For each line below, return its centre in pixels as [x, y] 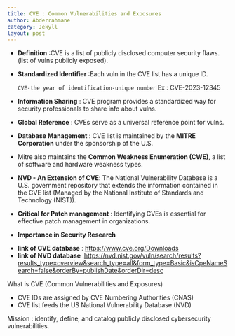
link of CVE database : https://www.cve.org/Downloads [98, 248]
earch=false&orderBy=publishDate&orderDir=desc [90, 271]
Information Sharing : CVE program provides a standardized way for [116, 101]
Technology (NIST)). [47, 200]
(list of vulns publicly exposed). [63, 61]
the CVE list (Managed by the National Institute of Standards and [111, 192]
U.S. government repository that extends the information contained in [118, 185]
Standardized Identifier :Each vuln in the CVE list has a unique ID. [113, 74]
